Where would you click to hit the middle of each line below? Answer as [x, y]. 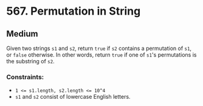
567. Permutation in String [74, 11]
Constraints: [25, 77]
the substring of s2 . [30, 61]
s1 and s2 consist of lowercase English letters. [73, 97]
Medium [22, 34]
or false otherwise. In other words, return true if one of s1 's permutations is [101, 55]
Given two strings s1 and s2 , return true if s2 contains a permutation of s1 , [99, 48]
